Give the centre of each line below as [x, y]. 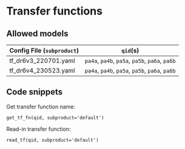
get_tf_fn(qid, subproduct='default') [55, 118]
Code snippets [34, 92]
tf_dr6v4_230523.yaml [42, 71]
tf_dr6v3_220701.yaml [42, 61]
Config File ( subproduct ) [44, 51]
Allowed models [37, 34]
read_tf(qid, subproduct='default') [52, 140]
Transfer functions [55, 11]
